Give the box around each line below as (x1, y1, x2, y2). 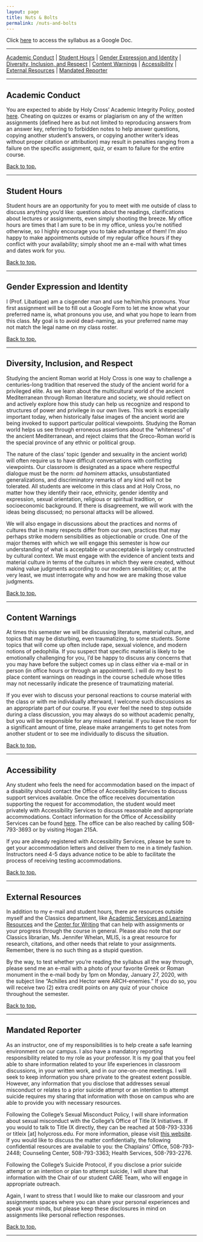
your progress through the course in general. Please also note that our (6, 927, 181, 934)
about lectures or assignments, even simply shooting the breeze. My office (6, 215, 193, 222)
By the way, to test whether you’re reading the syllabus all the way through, (6, 959, 194, 966)
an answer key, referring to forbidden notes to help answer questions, (6, 125, 180, 133)
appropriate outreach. (6, 1180, 60, 1188)
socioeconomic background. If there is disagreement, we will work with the (6, 502, 193, 509)
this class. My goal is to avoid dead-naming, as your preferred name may (6, 317, 188, 324)
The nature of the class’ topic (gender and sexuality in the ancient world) (6, 450, 187, 458)
